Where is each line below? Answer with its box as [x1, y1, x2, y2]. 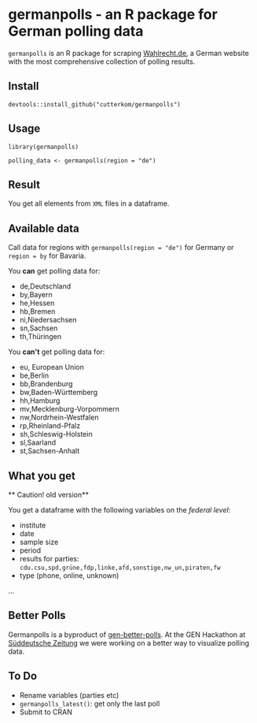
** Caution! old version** [8, 490, 89, 499]
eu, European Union [19, 363, 85, 372]
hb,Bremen [19, 307, 56, 316]
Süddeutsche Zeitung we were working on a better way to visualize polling [8, 638, 250, 647]
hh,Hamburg [19, 396, 61, 405]
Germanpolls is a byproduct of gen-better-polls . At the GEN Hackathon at [8, 629, 246, 639]
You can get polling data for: [8, 266, 101, 276]
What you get [8, 469, 76, 483]
